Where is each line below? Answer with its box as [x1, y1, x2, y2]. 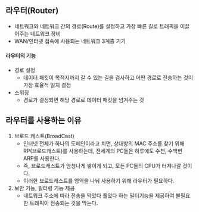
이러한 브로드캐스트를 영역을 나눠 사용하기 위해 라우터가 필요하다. [23, 177, 175, 184]
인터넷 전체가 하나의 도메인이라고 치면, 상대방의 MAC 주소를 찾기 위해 [23, 139, 185, 147]
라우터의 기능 [5, 52, 36, 60]
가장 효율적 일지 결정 [23, 82, 71, 89]
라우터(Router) [5, 5, 59, 16]
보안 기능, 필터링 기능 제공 [14, 184, 75, 192]
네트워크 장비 [30, 30, 61, 37]
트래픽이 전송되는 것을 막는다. [29, 199, 98, 207]
